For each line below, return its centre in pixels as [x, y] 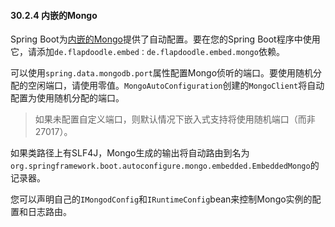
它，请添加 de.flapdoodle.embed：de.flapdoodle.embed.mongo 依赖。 [147, 52]
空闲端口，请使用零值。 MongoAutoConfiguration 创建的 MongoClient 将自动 [176, 86]
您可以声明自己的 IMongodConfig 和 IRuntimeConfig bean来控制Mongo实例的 [161, 199]
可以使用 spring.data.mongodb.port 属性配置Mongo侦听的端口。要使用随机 [162, 73]
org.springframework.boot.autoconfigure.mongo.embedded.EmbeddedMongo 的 [165, 166]
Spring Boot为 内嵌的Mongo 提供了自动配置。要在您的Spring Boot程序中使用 [165, 39]
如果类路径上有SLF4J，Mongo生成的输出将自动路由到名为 [130, 153]
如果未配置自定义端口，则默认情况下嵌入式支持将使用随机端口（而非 [175, 119]
